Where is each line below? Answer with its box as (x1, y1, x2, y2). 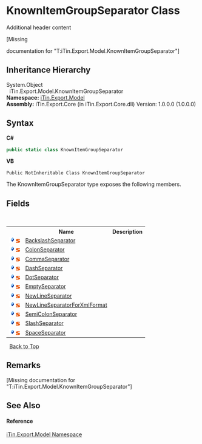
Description (112, 228, 143, 235)
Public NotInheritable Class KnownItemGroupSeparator (6, 170, 146, 176)
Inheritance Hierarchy (6, 65, 91, 75)
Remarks (6, 360, 41, 371)
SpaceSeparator (25, 329, 66, 336)
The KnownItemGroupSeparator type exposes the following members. (6, 180, 181, 188)
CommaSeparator (25, 255, 70, 262)
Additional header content (6, 24, 72, 31)
